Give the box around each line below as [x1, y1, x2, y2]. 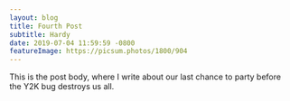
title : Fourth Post [9, 22, 83, 31]
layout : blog [9, 13, 59, 23]
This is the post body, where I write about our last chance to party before [9, 71, 282, 82]
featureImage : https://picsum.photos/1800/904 [9, 47, 188, 56]
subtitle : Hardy [9, 30, 70, 39]
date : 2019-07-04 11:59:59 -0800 [9, 38, 136, 48]
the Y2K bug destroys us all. [9, 81, 115, 92]
